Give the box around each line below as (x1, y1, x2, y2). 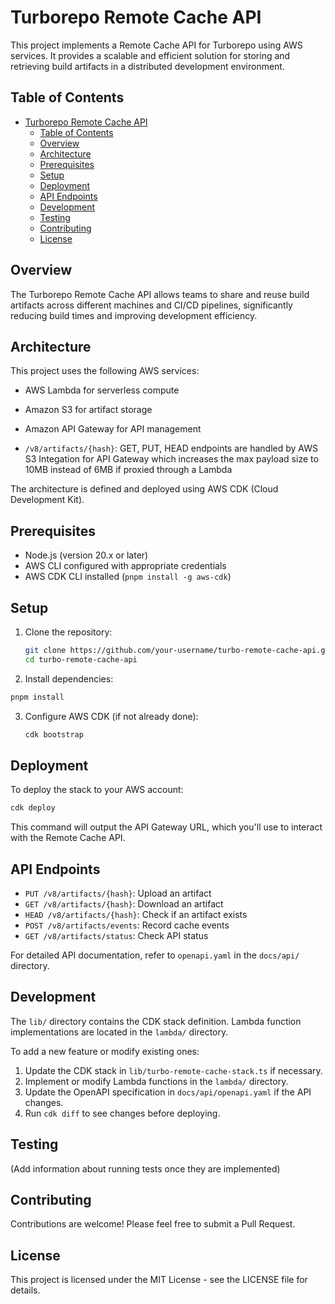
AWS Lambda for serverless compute (24, 384, 180, 396)
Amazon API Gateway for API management (24, 423, 202, 435)
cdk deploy (10, 803, 56, 813)
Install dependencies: (24, 672, 114, 685)
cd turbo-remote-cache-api (24, 654, 138, 665)
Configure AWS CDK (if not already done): (24, 710, 199, 722)
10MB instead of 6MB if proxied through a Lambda (24, 464, 233, 476)
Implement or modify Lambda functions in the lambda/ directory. (24, 1075, 289, 1087)
